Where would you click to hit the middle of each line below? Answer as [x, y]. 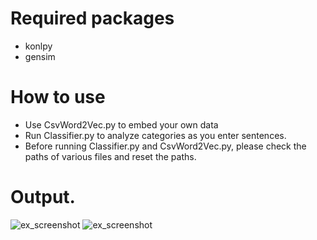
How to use [58, 97]
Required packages [92, 18]
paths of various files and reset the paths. [110, 156]
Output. [43, 197]
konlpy [38, 46]
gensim [40, 56]
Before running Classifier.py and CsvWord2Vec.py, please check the [165, 146]
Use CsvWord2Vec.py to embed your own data [121, 124]
